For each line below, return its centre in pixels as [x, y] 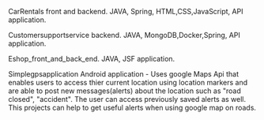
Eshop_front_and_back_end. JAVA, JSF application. [92, 59]
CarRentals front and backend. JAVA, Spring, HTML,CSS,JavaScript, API [126, 11]
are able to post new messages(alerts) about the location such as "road [124, 91]
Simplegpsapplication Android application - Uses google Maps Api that [124, 74]
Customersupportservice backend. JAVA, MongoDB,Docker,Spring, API [124, 35]
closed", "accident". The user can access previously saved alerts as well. [127, 99]
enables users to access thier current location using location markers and [128, 82]
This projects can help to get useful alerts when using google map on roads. [132, 107]
